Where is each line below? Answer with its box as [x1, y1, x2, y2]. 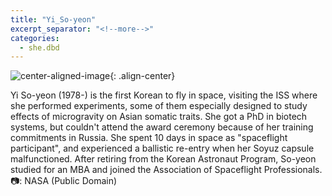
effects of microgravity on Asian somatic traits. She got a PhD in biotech [10, 111, 308, 123]
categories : [10, 33, 60, 43]
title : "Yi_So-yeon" [10, 14, 97, 25]
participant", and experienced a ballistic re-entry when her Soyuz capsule [10, 142, 315, 155]
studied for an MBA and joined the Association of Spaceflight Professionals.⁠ [10, 164, 323, 176]
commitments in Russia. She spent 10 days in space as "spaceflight [10, 132, 288, 144]
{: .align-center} [109, 70, 176, 82]
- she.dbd [19, 42, 60, 53]
